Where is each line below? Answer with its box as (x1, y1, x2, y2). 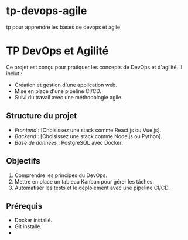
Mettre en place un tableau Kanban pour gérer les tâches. (14, 178, 154, 185)
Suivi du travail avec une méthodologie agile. (14, 94, 123, 101)
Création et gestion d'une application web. (14, 81, 117, 88)
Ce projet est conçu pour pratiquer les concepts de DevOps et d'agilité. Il (6, 64, 183, 71)
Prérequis (6, 201, 43, 211)
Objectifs (6, 156, 41, 166)
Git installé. (14, 223, 42, 230)
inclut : (6, 69, 22, 77)
